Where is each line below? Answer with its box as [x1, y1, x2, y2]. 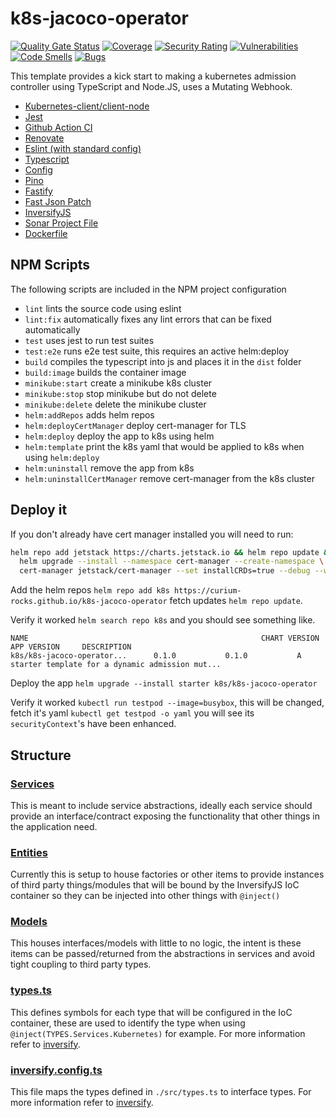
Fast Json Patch [24, 195, 92, 207]
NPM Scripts [10, 257, 91, 274]
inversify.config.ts [10, 1063, 103, 1077]
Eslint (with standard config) [24, 142, 142, 154]
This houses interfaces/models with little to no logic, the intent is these [10, 937, 302, 949]
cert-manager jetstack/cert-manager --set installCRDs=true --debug [19, 566, 311, 576]
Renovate [24, 132, 65, 144]
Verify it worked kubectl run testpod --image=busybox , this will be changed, [10, 697, 325, 709]
